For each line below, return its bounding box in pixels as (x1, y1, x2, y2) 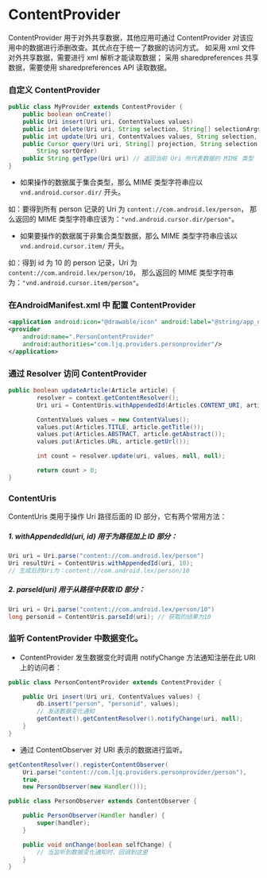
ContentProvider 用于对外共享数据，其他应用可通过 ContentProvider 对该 (8, 33, 247, 42)
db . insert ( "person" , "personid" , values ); (37, 700, 180, 708)
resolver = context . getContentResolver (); (37, 393, 180, 402)
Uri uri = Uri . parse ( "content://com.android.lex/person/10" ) (8, 605, 215, 613)
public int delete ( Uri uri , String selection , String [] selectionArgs (22, 125, 261, 133)
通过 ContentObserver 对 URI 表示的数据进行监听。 (19, 745, 187, 754)
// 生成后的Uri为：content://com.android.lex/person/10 (8, 567, 190, 574)
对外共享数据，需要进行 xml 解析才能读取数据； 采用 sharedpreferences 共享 (8, 52, 260, 62)
